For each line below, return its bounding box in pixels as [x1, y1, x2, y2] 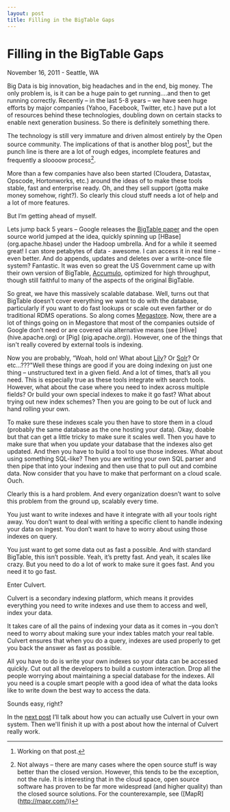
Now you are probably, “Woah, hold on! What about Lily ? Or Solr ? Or [7, 353, 200, 362]
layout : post [7, 10, 44, 17]
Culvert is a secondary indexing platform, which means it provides [7, 594, 194, 602]
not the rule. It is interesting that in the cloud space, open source [16, 775, 200, 783]
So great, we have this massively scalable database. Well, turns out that [7, 289, 209, 297]
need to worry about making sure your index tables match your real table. [7, 629, 214, 637]
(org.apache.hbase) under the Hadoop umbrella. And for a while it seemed [7, 240, 217, 248]
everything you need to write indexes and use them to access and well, [7, 601, 208, 610]
